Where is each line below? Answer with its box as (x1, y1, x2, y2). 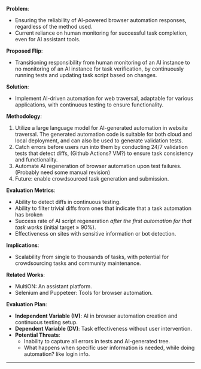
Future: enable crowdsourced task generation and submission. (14, 175, 169, 182)
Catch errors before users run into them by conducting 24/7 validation (14, 144, 188, 150)
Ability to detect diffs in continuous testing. (14, 199, 121, 205)
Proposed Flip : (6, 47, 43, 54)
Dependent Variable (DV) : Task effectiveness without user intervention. (14, 325, 193, 332)
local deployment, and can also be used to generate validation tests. (14, 137, 184, 144)
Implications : (6, 242, 39, 249)
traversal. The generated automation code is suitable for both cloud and (14, 131, 193, 138)
